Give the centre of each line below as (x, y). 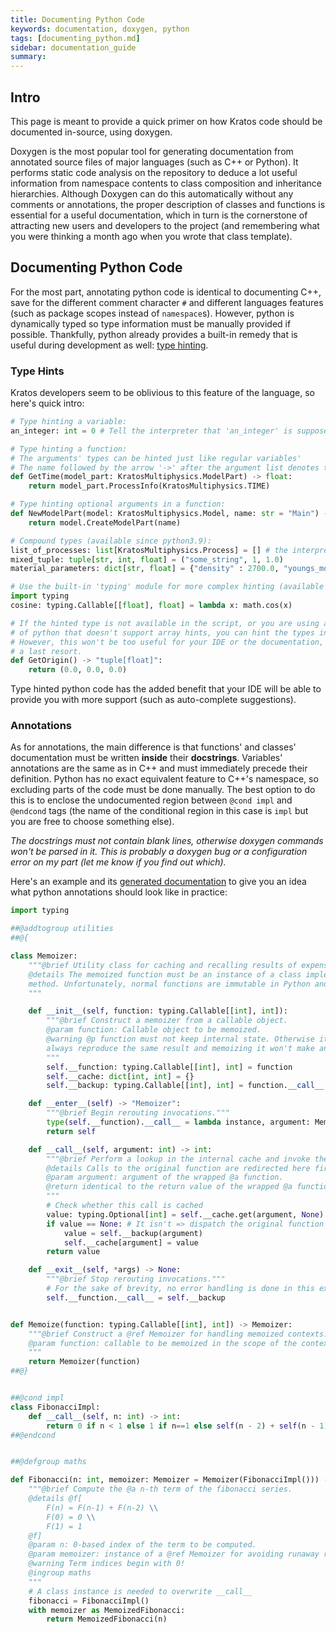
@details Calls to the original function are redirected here (178, 1168)
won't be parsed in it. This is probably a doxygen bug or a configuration (159, 852)
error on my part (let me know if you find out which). (118, 862)
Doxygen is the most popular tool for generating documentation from (152, 151)
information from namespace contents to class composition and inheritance (166, 183)
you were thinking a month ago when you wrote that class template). (151, 236)
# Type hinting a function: (69, 449)
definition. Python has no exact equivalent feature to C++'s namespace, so (164, 779)
